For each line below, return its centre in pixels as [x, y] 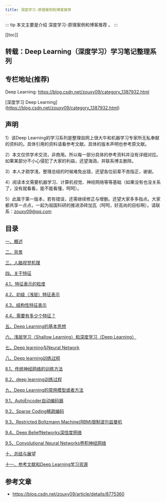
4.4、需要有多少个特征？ [30, 316]
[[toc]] [12, 34]
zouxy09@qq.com [33, 211]
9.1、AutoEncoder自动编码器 [34, 401]
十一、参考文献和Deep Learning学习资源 [47, 465]
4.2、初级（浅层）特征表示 [33, 295]
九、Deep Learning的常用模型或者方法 [44, 390]
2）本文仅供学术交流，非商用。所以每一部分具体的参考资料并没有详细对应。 [83, 154]
